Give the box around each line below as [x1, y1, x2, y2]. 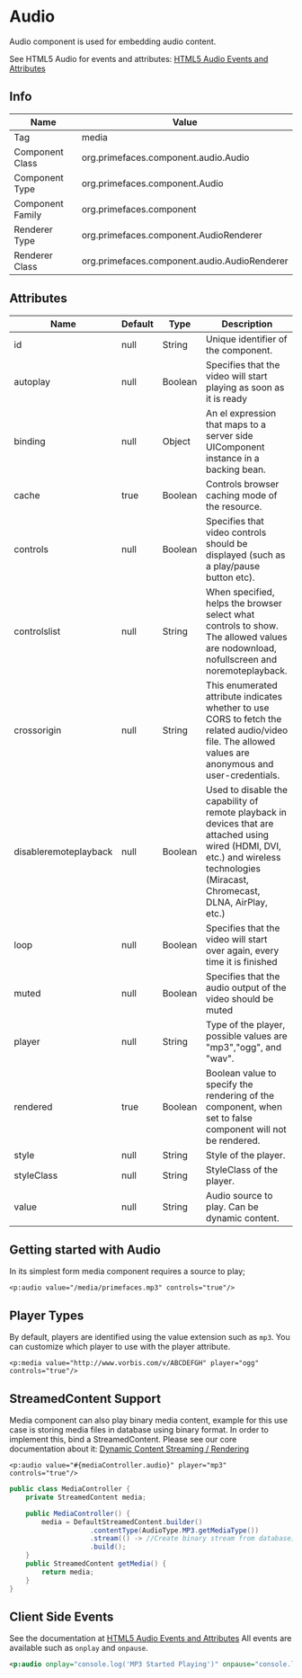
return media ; [41, 1567, 94, 1576]
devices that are [205, 817, 274, 829]
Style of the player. [205, 1148, 286, 1161]
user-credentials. [205, 769, 280, 781]
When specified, [205, 585, 275, 598]
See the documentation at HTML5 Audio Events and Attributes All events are [9, 1633, 292, 1644]
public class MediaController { [9, 1485, 130, 1494]
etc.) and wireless [205, 851, 281, 863]
